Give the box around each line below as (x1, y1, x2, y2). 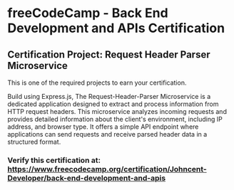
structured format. (7, 137, 61, 146)
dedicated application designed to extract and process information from (7, 100, 219, 108)
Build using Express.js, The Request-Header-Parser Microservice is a (7, 93, 211, 100)
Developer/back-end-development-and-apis (7, 173, 166, 183)
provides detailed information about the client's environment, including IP (7, 115, 223, 123)
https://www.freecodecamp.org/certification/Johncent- (7, 164, 207, 174)
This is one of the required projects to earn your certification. (7, 78, 187, 87)
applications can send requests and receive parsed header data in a (7, 130, 208, 138)
